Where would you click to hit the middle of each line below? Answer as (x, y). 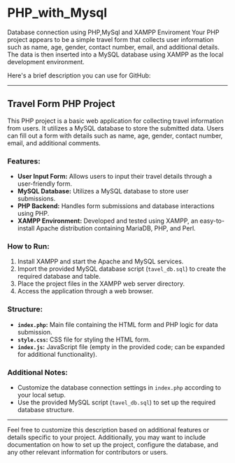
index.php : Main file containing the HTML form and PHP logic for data (117, 324)
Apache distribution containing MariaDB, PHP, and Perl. (116, 228)
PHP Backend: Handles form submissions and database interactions (116, 206)
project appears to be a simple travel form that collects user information (111, 39)
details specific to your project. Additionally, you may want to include (107, 437)
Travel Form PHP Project (61, 104)
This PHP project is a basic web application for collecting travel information (115, 121)
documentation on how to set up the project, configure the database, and (113, 444)
